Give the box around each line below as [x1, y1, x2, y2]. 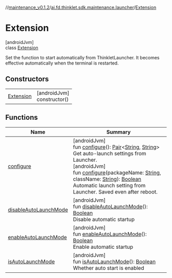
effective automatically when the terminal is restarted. [5, 60, 119, 66]
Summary [106, 128, 131, 135]
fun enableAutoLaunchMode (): [73, 230, 147, 238]
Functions [5, 113, 38, 122]
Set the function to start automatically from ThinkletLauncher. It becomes [5, 54, 160, 60]
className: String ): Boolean [73, 175, 142, 182]
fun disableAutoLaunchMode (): [73, 203, 148, 210]
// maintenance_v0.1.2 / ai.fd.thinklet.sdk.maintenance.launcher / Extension [5, 5, 157, 10]
